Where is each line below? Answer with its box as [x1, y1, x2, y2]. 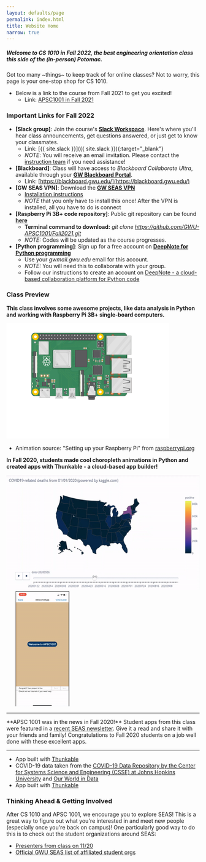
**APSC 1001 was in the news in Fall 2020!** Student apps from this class [6, 718, 196, 725]
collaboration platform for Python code [42, 275, 140, 282]
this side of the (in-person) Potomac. [6, 55, 103, 63]
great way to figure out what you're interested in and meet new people [6, 817, 185, 825]
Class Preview [6, 290, 50, 299]
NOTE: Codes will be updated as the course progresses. [24, 236, 167, 244]
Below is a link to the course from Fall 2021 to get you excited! [15, 90, 172, 97]
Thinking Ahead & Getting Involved [6, 796, 112, 805]
